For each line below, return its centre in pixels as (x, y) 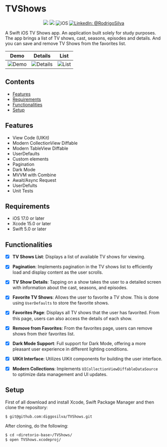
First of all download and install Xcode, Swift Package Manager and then (80, 402)
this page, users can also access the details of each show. (72, 318)
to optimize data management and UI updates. (60, 374)
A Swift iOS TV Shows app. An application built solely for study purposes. (81, 32)
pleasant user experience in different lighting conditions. (70, 349)
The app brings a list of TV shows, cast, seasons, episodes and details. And (83, 38)
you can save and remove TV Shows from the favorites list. (66, 43)
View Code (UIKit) (31, 137)
